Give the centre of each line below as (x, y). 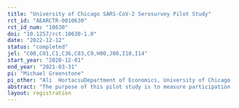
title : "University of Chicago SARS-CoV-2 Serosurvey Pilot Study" (110, 14)
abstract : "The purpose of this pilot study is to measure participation (119, 87)
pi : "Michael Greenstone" (46, 73)
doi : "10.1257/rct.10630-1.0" (52, 34)
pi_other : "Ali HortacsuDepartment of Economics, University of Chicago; (121, 80)
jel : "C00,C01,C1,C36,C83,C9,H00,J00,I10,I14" (78, 54)
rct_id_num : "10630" (38, 27)
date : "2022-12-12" (36, 40)
